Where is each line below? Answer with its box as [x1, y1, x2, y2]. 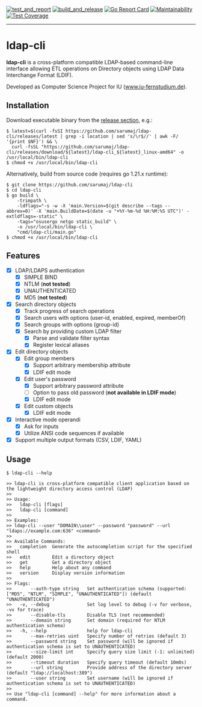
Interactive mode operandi [14, 415, 81, 423]
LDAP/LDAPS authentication [14, 266, 85, 274]
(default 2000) [6, 654, 44, 660]
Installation [6, 100, 49, 111]
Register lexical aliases [32, 341, 90, 349]
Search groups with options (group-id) [23, 321, 120, 328]
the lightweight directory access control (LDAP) [6, 486, 133, 492]
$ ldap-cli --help [6, 470, 52, 476]
